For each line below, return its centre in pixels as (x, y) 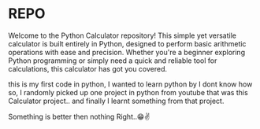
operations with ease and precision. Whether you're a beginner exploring (127, 52)
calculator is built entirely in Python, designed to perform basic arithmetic (127, 43)
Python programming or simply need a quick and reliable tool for (113, 61)
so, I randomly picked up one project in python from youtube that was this (128, 92)
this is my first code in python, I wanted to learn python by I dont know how (130, 84)
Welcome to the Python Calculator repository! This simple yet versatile (122, 35)
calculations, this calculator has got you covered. (88, 68)
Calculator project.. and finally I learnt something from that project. (116, 101)
